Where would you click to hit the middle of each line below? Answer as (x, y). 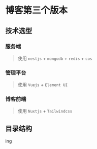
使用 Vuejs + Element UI (43, 85)
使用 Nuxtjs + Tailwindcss (45, 111)
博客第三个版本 (37, 10)
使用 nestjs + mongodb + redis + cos (55, 58)
